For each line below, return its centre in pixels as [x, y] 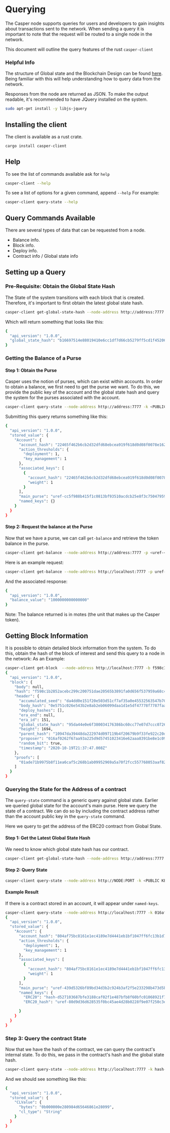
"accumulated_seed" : [40, 701]
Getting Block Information [47, 636]
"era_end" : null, [37, 715]
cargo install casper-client [36, 146]
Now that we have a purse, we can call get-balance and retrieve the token [82, 538]
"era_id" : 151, [35, 720]
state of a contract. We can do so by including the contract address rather [82, 811]
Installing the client [36, 124]
